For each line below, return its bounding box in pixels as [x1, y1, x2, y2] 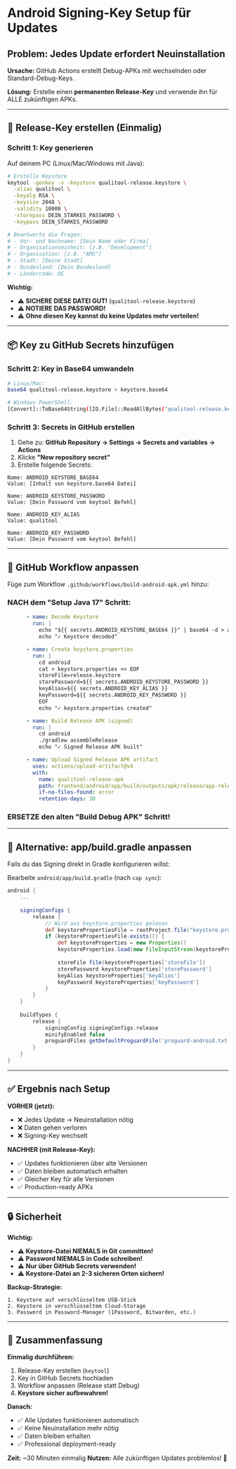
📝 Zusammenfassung [7, 1334, 103, 1346]
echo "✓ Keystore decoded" [38, 633, 118, 640]
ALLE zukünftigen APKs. [7, 95, 78, 103]
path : [38, 782, 55, 789]
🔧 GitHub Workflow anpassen [7, 561, 139, 574]
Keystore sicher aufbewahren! [17, 1389, 109, 1397]
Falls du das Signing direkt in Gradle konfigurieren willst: [7, 860, 170, 869]
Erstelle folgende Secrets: [17, 460, 93, 469]
